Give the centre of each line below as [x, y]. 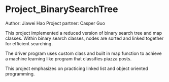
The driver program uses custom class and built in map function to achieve [83, 53]
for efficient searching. [29, 43]
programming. [20, 73]
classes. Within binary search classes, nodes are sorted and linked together [84, 38]
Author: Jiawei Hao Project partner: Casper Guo [55, 23]
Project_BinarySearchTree [62, 9]
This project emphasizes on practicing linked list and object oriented [77, 68]
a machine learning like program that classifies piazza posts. [69, 58]
